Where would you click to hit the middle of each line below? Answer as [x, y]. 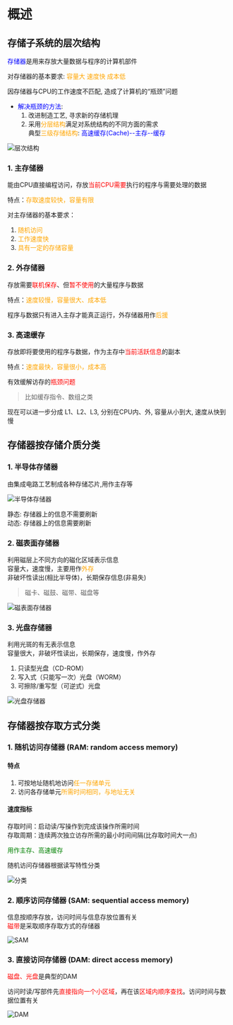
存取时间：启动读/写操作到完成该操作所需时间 [73, 826]
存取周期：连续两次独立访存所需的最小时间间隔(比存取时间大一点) [102, 835]
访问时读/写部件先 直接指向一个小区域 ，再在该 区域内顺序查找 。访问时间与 [114, 992]
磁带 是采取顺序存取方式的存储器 [54, 926]
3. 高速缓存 [26, 335]
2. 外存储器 [26, 268]
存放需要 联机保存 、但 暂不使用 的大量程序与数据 [75, 285]
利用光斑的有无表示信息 [41, 645]
